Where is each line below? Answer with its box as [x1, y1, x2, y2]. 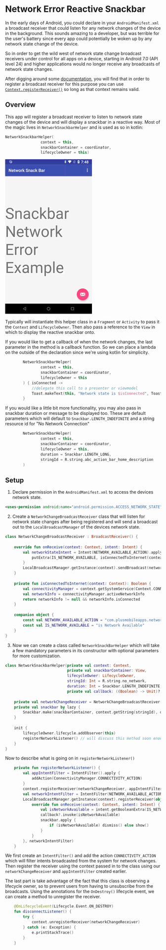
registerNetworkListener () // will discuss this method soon [23, 736, 152, 741]
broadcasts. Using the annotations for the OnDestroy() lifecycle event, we [5, 889, 155, 895]
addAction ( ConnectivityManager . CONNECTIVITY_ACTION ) [31, 776, 142, 781]
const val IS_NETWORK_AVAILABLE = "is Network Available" [23, 623, 145, 628]
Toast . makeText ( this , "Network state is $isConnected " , [31, 391, 149, 396]
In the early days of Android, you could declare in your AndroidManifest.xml [5, 20, 159, 26]
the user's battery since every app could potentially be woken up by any [5, 36, 152, 42]
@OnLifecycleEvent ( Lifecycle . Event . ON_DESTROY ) [14, 904, 114, 909]
